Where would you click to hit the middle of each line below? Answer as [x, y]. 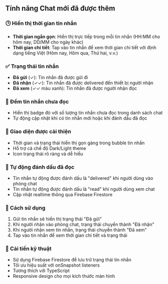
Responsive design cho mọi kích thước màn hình [64, 276]
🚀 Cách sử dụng [25, 207]
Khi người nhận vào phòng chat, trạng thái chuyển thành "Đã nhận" [83, 224]
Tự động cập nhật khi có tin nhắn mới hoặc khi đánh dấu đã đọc [80, 118]
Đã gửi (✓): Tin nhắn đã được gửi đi [50, 77]
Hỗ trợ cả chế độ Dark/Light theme [49, 148]
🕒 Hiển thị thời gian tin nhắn [41, 24]
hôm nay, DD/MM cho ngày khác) [48, 42]
